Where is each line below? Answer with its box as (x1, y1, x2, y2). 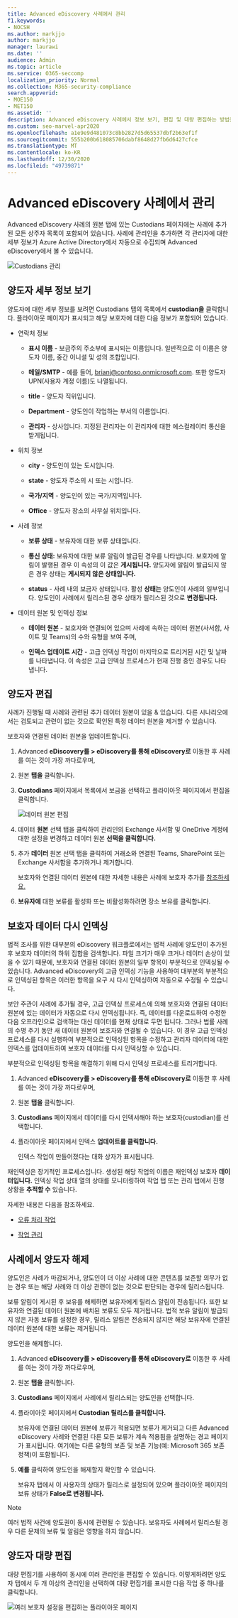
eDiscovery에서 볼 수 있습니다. (7, 246, 93, 255)
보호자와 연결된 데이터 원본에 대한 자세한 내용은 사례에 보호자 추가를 (17, 873, 205, 881)
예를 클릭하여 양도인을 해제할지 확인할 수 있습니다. (17, 1465, 156, 1474)
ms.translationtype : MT (7, 143, 78, 150)
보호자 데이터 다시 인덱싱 (7, 920, 108, 932)
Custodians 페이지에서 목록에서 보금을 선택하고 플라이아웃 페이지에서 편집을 (17, 786, 230, 795)
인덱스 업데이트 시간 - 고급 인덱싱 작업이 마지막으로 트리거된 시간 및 (28, 647, 214, 656)
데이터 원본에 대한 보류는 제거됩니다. (7, 1324, 108, 1332)
